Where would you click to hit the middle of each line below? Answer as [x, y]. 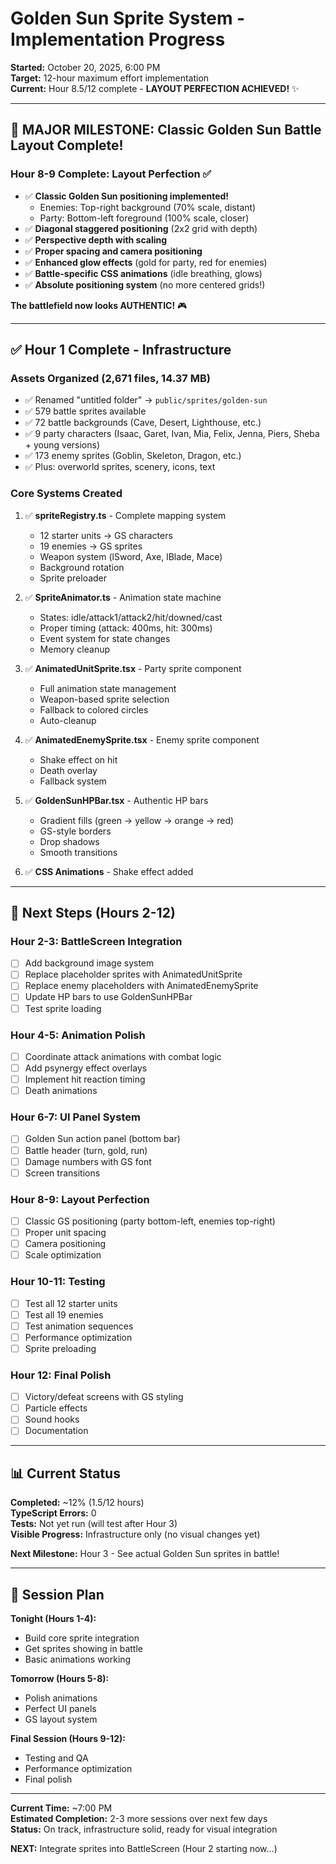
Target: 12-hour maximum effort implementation [110, 78]
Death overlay [68, 770]
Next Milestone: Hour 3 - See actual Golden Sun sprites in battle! [145, 1554]
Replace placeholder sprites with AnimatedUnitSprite [133, 974]
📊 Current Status [65, 1473]
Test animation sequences [79, 1326]
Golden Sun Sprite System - [128, 18]
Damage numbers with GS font [88, 1161]
